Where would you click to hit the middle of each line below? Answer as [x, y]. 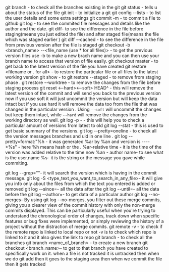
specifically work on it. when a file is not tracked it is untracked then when [82, 253]
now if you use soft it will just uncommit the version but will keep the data [81, 99]
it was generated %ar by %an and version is [95, 142]
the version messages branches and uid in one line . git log [66, 136]
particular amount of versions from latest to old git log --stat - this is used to [84, 125]
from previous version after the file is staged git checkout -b [68, 45]
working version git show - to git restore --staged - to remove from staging [83, 77]
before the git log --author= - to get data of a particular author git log [76, 194]
